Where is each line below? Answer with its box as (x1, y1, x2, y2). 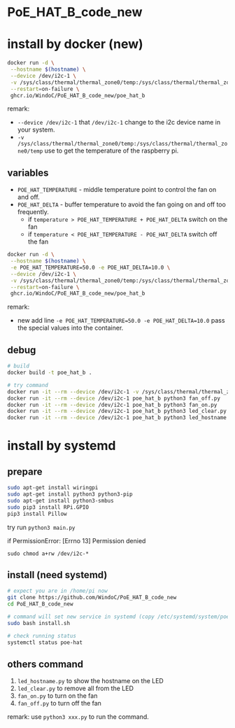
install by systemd (7, 438, 116, 454)
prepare (7, 465, 43, 477)
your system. (17, 125, 55, 134)
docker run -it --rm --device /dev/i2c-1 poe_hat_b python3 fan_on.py (7, 401, 218, 408)
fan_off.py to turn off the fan (17, 699, 101, 708)
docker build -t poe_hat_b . (7, 369, 92, 376)
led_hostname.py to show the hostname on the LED (17, 677, 164, 685)
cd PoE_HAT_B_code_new (7, 601, 73, 608)
